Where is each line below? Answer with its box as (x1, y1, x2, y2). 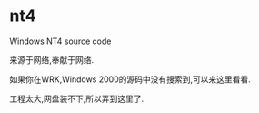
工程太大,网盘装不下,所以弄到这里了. (9, 93, 144, 104)
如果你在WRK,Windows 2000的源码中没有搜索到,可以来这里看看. (9, 74, 252, 85)
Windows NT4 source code (9, 36, 112, 46)
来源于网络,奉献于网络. (9, 54, 95, 65)
